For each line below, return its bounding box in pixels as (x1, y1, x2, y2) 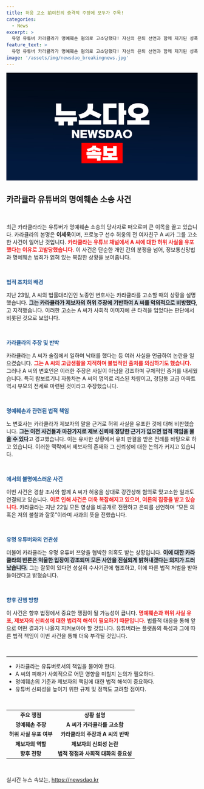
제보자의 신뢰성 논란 (71, 740, 118, 748)
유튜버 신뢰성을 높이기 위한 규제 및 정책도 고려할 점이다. (15, 685, 147, 693)
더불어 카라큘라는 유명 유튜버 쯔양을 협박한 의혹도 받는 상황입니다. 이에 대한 (6, 549, 184, 556)
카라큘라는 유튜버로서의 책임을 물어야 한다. (15, 663, 117, 670)
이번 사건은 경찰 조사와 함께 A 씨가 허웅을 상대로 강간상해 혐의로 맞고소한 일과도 (6, 488, 194, 496)
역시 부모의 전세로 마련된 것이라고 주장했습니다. (6, 383, 118, 390)
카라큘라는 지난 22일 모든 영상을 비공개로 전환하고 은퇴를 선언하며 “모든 (19, 503, 189, 511)
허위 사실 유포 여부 (8, 731, 53, 738)
